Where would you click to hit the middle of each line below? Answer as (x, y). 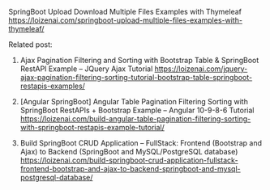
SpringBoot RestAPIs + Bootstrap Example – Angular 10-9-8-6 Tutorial (137, 110)
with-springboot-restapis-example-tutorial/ (92, 127)
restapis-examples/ (52, 86)
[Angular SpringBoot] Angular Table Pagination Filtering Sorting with (134, 101)
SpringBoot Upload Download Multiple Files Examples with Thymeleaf (125, 12)
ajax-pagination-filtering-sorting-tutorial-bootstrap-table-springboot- (136, 77)
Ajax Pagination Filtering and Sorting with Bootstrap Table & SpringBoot (139, 60)
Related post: (30, 44)
